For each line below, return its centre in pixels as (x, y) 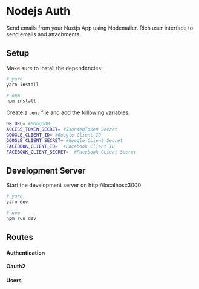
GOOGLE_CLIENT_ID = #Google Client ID (54, 135)
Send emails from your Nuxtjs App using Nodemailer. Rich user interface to (100, 28)
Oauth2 (16, 267)
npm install (21, 101)
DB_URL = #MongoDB (28, 124)
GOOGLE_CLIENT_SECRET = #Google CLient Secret (64, 140)
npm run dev (21, 218)
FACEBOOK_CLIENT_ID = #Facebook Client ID (60, 146)
